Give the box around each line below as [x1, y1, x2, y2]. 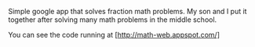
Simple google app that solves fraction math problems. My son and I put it [8, 7, 247, 16]
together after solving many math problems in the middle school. [8, 15, 217, 24]
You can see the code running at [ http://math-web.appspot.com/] [8, 31, 220, 39]
